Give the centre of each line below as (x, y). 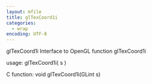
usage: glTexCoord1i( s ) (36, 63)
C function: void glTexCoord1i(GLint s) (53, 74)
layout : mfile (24, 12)
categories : (21, 23)
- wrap (20, 28)
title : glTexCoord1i (32, 17)
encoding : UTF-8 (27, 34)
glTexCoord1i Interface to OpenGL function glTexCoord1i (76, 51)
